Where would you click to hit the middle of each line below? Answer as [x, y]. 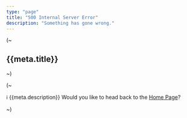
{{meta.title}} [32, 59]
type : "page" [23, 12]
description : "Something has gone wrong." [60, 23]
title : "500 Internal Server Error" [52, 17]
